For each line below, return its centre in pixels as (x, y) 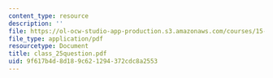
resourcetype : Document (49, 46)
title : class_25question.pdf (58, 54)
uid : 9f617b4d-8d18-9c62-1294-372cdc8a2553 (83, 62)
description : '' (36, 24)
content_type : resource (49, 16)
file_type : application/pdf (56, 39)
